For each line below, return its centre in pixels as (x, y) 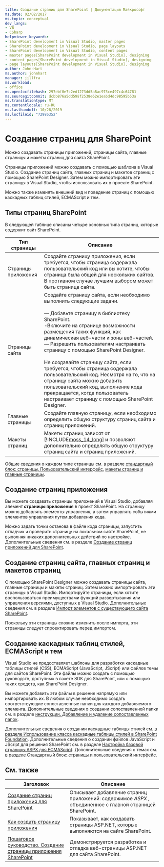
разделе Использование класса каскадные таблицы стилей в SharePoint (81, 734)
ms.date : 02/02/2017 (26, 14)
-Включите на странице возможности (89, 325)
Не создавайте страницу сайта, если (88, 362)
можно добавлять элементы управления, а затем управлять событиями (81, 512)
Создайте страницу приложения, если (89, 256)
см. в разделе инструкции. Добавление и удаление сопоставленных (77, 714)
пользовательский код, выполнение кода (93, 387)
